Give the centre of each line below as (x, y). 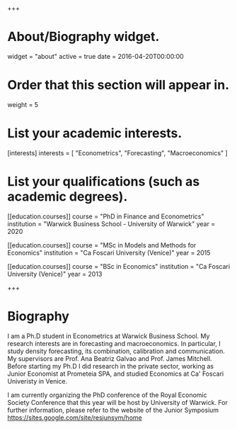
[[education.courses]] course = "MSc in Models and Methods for (102, 245)
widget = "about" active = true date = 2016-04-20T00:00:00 (96, 56)
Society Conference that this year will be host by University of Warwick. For (117, 402)
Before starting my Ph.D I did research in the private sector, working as (111, 366)
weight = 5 (23, 104)
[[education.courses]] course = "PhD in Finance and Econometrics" (106, 216)
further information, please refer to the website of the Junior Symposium (113, 410)
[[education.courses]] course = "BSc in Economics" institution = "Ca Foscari (119, 266)
